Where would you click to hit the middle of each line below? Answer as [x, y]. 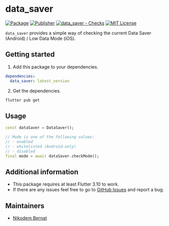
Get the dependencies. [37, 91]
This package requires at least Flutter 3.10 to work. [66, 184]
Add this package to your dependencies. [55, 66]
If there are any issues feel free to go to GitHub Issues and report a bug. [88, 190]
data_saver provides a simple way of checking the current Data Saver [78, 33]
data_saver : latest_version [40, 81]
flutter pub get [22, 100]
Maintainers [25, 206]
